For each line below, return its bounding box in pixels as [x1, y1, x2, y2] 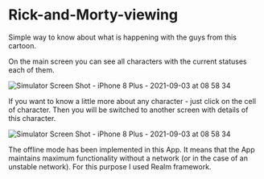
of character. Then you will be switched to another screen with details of [8, 105, 249, 114]
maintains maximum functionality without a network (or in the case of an [8, 153, 248, 163]
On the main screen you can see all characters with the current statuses [8, 56, 247, 66]
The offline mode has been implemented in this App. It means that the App [8, 144, 255, 154]
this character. [8, 113, 56, 123]
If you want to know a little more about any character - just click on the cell [8, 96, 256, 106]
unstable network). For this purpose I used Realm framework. [8, 161, 212, 171]
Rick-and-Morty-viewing [8, 6, 179, 24]
